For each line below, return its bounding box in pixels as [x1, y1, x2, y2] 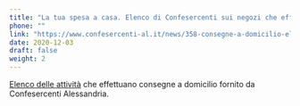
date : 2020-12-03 [9, 37, 74, 47]
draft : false [9, 46, 58, 55]
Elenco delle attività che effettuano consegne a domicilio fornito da [9, 79, 255, 89]
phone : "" [9, 21, 46, 30]
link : [9, 29, 29, 38]
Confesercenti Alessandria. [9, 88, 110, 99]
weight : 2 [9, 54, 46, 63]
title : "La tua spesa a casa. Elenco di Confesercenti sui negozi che [9, 12, 278, 22]
